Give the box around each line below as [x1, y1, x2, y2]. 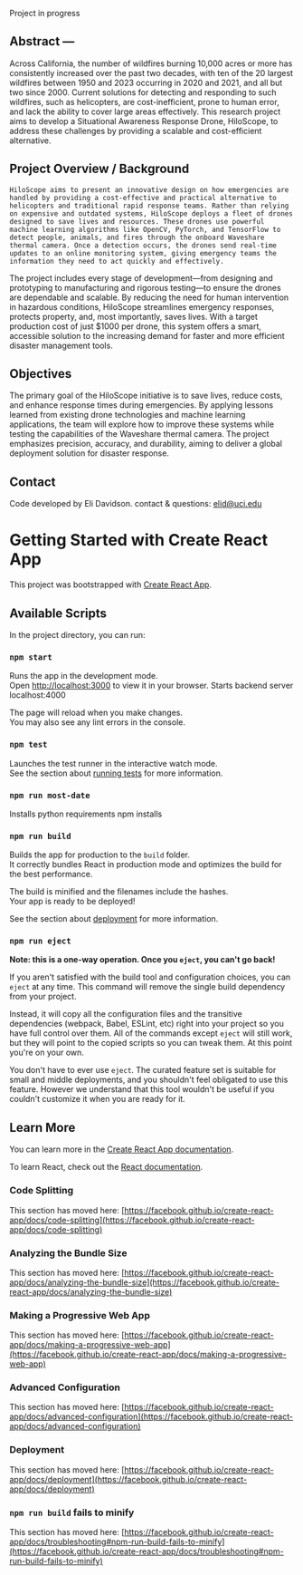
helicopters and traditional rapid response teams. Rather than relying [9, 201, 289, 210]
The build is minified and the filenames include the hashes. [9, 886, 229, 897]
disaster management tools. [9, 340, 113, 351]
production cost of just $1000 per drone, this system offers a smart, [9, 321, 262, 332]
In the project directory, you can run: [9, 630, 146, 640]
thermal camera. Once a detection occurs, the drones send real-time [9, 240, 278, 250]
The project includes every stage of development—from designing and [9, 272, 273, 284]
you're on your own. [9, 1047, 84, 1058]
